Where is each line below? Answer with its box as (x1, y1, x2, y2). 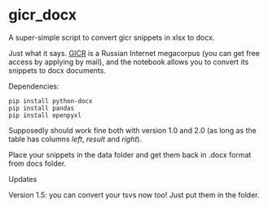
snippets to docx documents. (8, 65, 106, 75)
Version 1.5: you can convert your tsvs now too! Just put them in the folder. (8, 189, 260, 200)
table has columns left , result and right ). (8, 134, 143, 144)
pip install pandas (8, 104, 75, 112)
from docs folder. (8, 158, 67, 168)
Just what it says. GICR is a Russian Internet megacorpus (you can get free (8, 48, 261, 58)
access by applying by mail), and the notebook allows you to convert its (8, 57, 249, 67)
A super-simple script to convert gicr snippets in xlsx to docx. (8, 32, 215, 42)
